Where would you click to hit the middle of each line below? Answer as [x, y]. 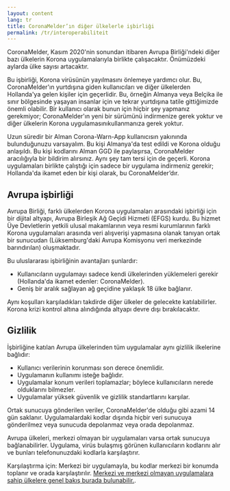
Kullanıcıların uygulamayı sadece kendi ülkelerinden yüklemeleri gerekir [118, 274]
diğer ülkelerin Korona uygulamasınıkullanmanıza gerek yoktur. [95, 123]
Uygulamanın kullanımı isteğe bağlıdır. [71, 375]
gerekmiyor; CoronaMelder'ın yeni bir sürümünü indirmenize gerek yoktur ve [115, 116]
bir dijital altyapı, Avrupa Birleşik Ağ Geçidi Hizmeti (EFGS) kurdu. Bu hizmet [114, 218]
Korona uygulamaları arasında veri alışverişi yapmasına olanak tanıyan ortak [114, 233]
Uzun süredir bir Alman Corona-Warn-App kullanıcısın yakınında [97, 137]
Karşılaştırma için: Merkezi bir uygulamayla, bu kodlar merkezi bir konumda [113, 466]
